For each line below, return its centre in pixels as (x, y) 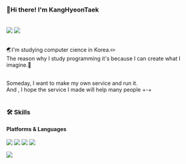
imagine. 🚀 (19, 65)
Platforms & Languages (37, 129)
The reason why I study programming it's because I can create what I (94, 59)
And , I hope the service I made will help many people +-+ (79, 90)
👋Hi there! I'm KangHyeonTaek (53, 10)
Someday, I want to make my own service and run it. (72, 83)
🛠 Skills (18, 112)
